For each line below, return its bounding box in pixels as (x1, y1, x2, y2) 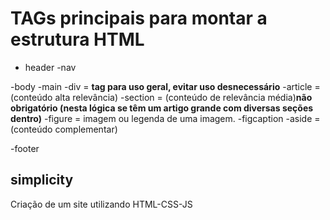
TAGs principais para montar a (10, 7, 268, 30)
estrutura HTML (10, 28, 145, 51)
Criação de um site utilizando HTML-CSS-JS (10, 198, 193, 210)
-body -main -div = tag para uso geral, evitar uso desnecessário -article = (10, 80, 321, 92)
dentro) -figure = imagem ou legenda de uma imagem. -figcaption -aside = (10, 112, 321, 124)
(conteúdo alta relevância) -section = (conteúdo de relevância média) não (10, 91, 313, 103)
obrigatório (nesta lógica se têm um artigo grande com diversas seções (10, 102, 314, 114)
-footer (10, 142, 40, 154)
